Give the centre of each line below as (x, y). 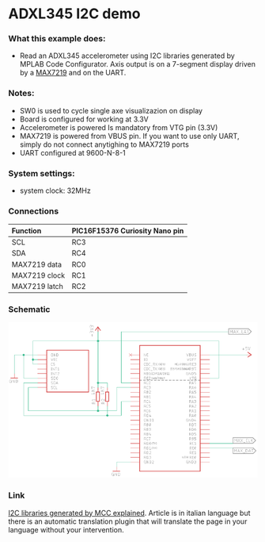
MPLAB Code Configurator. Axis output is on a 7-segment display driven (137, 64)
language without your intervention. (66, 529)
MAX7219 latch (37, 286)
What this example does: (57, 39)
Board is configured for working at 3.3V (84, 119)
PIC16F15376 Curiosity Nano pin (128, 230)
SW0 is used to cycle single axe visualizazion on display (111, 110)
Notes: (21, 94)
